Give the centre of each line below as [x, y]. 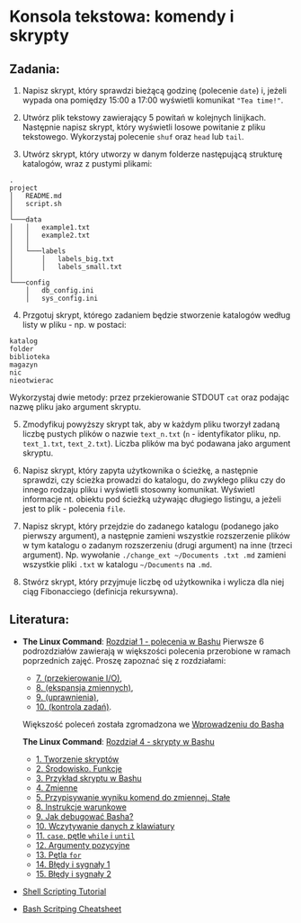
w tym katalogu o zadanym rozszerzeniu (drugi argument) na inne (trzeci [157, 545]
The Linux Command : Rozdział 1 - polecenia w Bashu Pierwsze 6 [143, 641]
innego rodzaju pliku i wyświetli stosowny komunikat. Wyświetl [138, 489]
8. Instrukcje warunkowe [81, 807]
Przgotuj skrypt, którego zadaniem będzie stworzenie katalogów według [156, 315]
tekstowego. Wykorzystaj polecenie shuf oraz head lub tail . [133, 136]
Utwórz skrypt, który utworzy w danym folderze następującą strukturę [152, 154]
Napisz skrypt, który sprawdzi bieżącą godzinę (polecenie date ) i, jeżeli [155, 90]
